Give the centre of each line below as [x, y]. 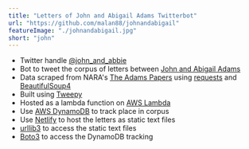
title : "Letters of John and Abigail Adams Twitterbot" [103, 16]
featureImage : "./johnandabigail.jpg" [72, 30]
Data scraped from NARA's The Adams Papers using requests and [128, 77]
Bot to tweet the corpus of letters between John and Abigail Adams [130, 69]
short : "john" [32, 38]
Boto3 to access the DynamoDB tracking [86, 137]
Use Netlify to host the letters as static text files [97, 120]
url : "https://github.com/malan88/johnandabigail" [94, 23]
